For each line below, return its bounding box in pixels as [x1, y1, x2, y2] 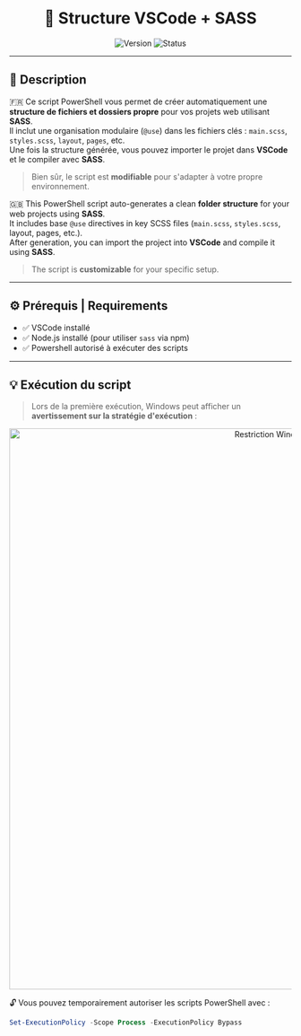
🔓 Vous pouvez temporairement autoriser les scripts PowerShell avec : [9, 997, 271, 1008]
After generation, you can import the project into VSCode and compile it [9, 237, 276, 248]
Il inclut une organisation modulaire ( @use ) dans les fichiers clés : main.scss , [9, 125, 288, 136]
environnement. [30, 180, 90, 191]
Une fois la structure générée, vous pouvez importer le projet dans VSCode [9, 144, 288, 155]
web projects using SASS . [9, 208, 106, 219]
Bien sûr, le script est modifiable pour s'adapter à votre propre [30, 171, 263, 182]
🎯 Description [9, 72, 87, 88]
